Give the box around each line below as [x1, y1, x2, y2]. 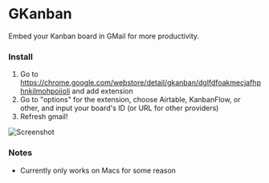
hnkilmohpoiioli [19, 86, 71, 96]
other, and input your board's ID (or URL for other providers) [19, 103, 219, 113]
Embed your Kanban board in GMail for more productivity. [8, 31, 199, 41]
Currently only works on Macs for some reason [19, 165, 177, 175]
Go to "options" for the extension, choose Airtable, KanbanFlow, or [19, 95, 241, 105]
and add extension [71, 86, 134, 96]
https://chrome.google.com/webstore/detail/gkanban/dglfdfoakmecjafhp [19, 78, 261, 88]
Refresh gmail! [19, 112, 68, 121]
